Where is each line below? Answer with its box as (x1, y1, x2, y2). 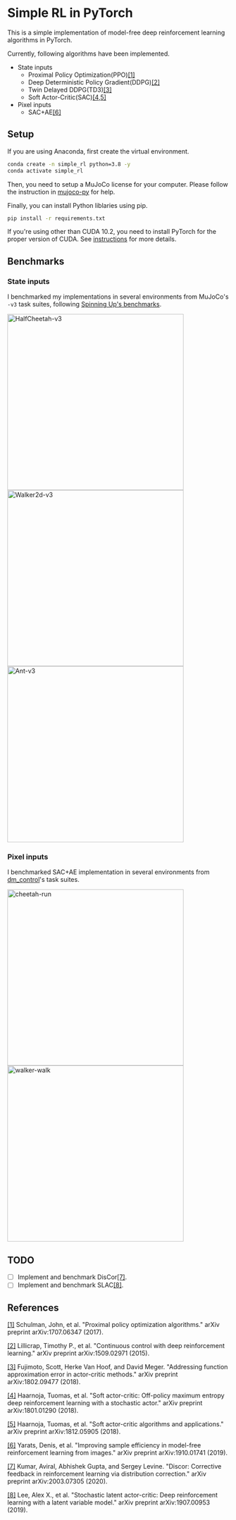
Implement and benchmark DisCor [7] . (17, 1273, 128, 1281)
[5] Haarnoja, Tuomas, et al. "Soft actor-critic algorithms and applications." (7, 1420, 224, 1428)
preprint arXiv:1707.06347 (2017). (7, 1328, 104, 1336)
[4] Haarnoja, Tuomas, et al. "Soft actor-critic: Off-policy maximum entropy (7, 1391, 225, 1400)
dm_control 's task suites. (7, 876, 80, 884)
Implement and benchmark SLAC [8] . (17, 1281, 124, 1290)
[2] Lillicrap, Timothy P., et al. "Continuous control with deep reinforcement (7, 1342, 225, 1350)
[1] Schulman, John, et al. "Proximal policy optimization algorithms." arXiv (7, 1321, 220, 1329)
